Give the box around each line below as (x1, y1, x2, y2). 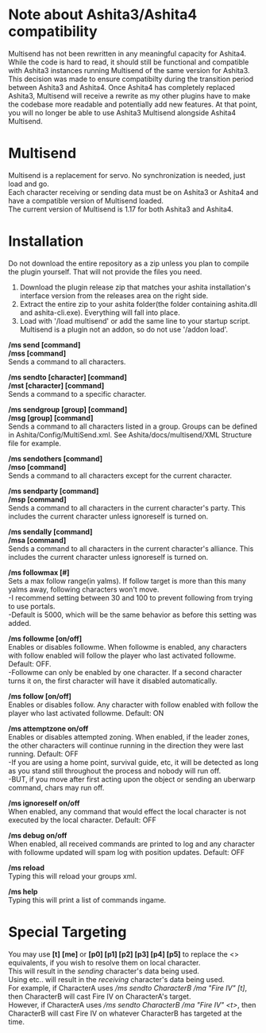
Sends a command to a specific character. (8, 389, 147, 398)
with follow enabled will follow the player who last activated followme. (8, 650, 237, 660)
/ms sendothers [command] (8, 453, 103, 463)
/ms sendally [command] (8, 526, 93, 536)
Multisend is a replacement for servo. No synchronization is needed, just (8, 170, 246, 180)
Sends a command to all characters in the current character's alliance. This (8, 543, 254, 553)
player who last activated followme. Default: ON (8, 708, 164, 717)
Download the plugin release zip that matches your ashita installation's (19, 282, 252, 292)
